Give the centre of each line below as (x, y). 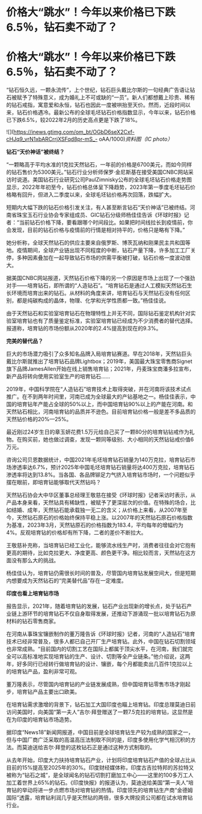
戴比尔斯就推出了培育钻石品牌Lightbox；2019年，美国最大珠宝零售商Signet (99, 362)
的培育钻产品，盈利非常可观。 (43, 672)
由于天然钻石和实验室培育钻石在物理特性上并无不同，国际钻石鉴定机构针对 (98, 314)
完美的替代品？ (25, 341)
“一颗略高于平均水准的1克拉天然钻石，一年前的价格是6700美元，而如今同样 (99, 165)
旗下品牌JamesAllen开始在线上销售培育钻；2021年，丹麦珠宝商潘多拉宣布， (100, 369)
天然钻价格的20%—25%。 (39, 419)
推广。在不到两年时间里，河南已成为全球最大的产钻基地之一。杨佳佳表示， (98, 396)
